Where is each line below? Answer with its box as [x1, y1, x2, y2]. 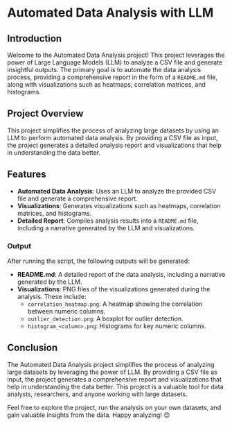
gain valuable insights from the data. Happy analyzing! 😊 [7, 411, 170, 419]
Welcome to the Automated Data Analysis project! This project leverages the [7, 51, 225, 59]
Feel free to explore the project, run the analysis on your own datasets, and [7, 403, 222, 411]
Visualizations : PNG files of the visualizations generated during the [17, 284, 211, 293]
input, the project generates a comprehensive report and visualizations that [7, 375, 222, 383]
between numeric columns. [27, 307, 106, 315]
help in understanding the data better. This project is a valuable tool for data [7, 382, 224, 391]
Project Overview [7, 108, 84, 119]
